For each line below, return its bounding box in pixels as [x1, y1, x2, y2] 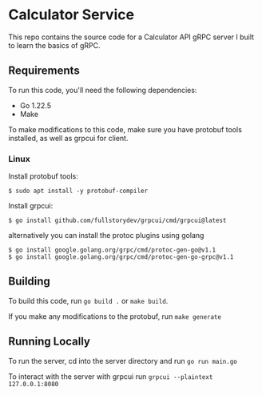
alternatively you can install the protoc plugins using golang [8, 231, 204, 240]
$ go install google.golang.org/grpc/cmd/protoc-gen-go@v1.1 [8, 246, 216, 254]
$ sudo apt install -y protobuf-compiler [8, 187, 149, 195]
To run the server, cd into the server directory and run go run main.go [8, 356, 237, 365]
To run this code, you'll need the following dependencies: [8, 85, 197, 95]
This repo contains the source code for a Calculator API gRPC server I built [8, 32, 254, 42]
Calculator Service [8, 6, 134, 24]
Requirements [8, 64, 80, 78]
